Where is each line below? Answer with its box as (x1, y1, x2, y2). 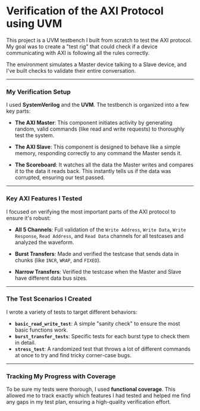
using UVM (6, 17, 62, 30)
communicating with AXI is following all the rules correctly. (6, 49, 150, 56)
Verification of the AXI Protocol (6, 4, 164, 18)
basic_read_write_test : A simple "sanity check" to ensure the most (14, 320, 180, 327)
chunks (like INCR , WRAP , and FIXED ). (14, 257, 101, 264)
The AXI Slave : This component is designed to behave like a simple (14, 143, 180, 150)
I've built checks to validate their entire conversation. (6, 67, 136, 74)
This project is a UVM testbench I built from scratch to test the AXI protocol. (6, 36, 192, 44)
